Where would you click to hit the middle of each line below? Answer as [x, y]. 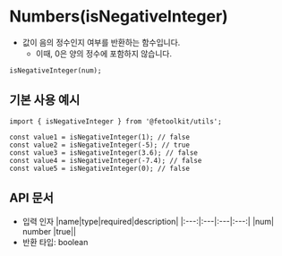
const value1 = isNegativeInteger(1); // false [100, 137]
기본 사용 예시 [45, 100]
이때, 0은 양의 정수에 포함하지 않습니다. [104, 53]
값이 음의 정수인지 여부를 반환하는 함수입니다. [101, 42]
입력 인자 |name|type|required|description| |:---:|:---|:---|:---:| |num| [148, 221]
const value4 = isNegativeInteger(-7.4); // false [106, 160]
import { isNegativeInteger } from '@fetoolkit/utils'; [115, 121]
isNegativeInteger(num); [56, 70]
